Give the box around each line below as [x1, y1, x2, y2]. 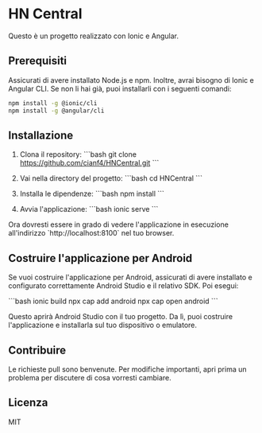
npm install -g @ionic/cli [8, 99, 98, 107]
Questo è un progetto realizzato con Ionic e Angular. [8, 31, 179, 41]
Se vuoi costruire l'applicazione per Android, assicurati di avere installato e [8, 272, 252, 283]
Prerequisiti [8, 54, 67, 68]
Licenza [8, 396, 48, 410]
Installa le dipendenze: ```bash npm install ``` [19, 189, 165, 199]
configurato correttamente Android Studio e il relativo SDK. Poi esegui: [8, 281, 239, 291]
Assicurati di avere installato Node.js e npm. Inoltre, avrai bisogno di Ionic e [8, 75, 254, 84]
